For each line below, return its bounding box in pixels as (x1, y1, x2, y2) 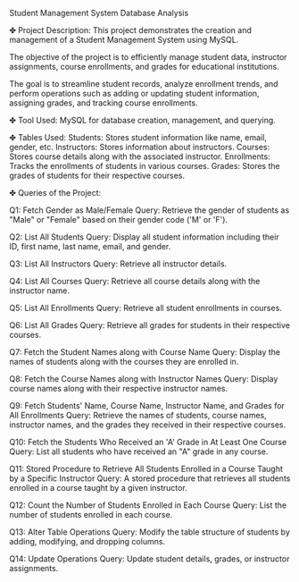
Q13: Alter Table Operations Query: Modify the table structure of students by (9, 527, 290, 537)
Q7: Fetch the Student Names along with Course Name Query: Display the (9, 347, 281, 357)
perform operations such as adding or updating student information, (9, 89, 261, 98)
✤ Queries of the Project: (9, 188, 102, 198)
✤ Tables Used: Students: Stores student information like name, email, (9, 132, 268, 142)
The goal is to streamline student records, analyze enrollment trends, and (9, 79, 278, 89)
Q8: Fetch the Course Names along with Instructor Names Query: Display (9, 374, 278, 384)
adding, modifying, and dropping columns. (9, 536, 166, 546)
